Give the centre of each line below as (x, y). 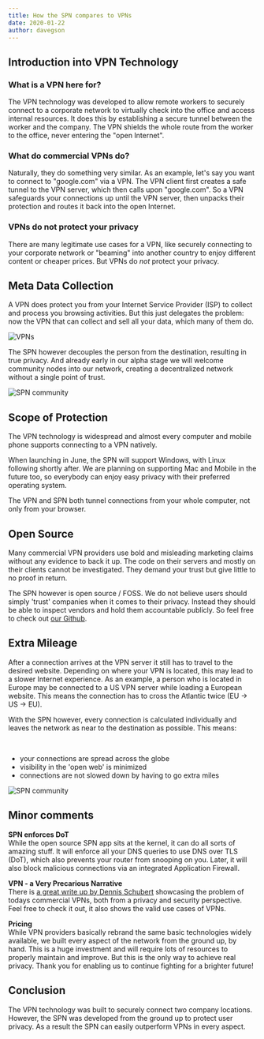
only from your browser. (47, 509)
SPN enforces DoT (39, 835)
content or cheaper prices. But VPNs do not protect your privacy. (114, 261)
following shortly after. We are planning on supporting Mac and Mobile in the (132, 469)
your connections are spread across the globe (95, 758)
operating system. (37, 486)
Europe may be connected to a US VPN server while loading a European (125, 687)
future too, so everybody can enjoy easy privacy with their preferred (119, 477)
